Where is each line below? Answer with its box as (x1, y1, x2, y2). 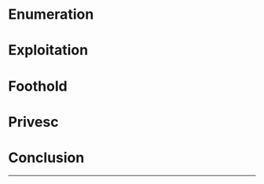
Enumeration (8, 5, 94, 23)
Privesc (8, 113, 59, 131)
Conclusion (8, 149, 85, 166)
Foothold (8, 77, 68, 95)
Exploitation (8, 41, 89, 60)
